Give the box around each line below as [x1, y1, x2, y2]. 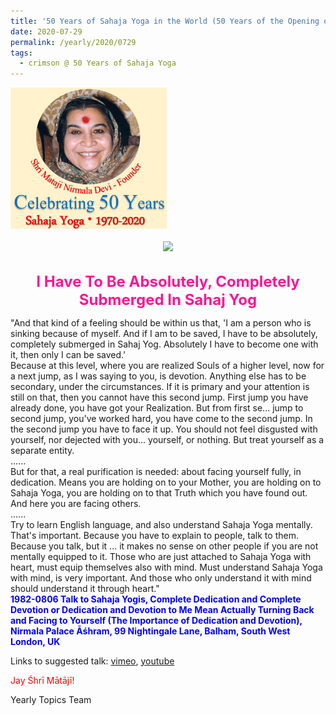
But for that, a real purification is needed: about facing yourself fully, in [10, 465, 302, 477]
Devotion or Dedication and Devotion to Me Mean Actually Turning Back [10, 603, 315, 615]
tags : [10, 48, 33, 58]
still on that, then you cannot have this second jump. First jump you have [10, 391, 309, 403]
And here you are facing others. [10, 497, 142, 509]
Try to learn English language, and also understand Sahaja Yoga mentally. [10, 518, 313, 530]
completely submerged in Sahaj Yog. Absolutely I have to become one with [10, 338, 319, 350]
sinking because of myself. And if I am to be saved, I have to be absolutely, [10, 327, 318, 339]
